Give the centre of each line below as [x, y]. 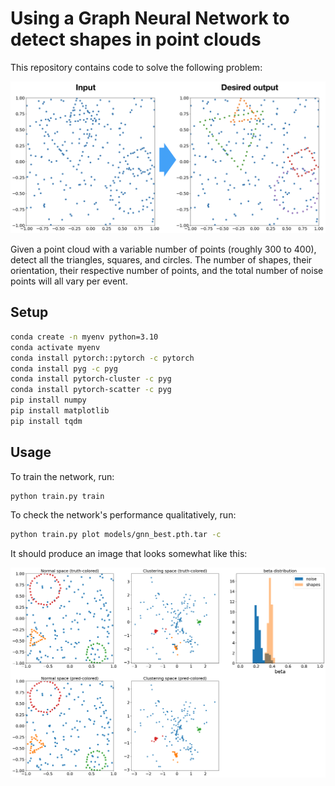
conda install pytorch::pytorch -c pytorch [102, 358]
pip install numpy [48, 400]
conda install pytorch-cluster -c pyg [91, 379]
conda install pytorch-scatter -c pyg [91, 390]
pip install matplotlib [60, 411]
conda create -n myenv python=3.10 [84, 337]
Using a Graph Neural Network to [150, 18]
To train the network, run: [62, 476]
